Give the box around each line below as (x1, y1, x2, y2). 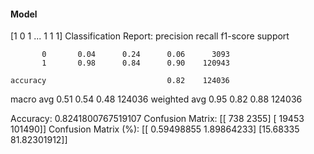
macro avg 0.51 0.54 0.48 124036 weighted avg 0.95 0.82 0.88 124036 (10, 93, 303, 105)
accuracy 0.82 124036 (10, 76, 230, 86)
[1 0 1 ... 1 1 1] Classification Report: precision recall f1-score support (10, 30, 290, 42)
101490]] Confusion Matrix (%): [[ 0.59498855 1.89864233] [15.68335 (10, 123, 300, 135)
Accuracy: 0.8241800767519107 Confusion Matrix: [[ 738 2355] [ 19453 (10, 113, 305, 125)
